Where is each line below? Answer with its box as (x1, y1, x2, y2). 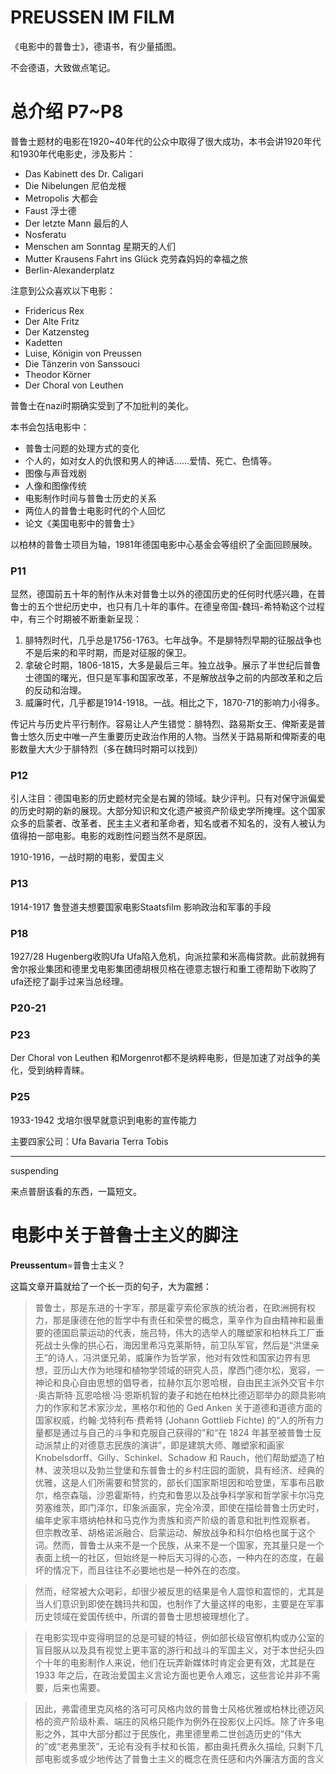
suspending (10, 1164, 59, 1176)
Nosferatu (24, 228, 67, 240)
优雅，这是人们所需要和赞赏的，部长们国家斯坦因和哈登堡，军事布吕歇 (34, 1476, 325, 1488)
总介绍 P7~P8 (10, 101, 124, 123)
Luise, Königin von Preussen (24, 347, 142, 359)
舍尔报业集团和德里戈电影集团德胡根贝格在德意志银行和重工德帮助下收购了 (10, 963, 317, 975)
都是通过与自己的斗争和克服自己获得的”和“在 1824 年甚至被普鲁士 (43, 1426, 313, 1438)
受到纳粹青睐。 (27, 1064, 90, 1076)
